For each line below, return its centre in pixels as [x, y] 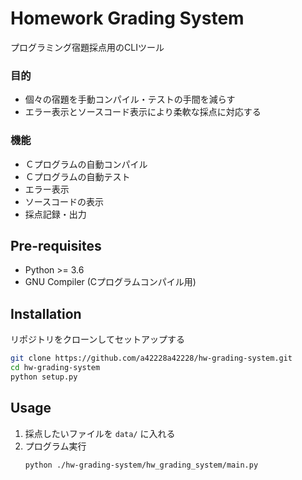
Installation [46, 313]
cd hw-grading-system [55, 368]
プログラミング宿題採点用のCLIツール [87, 47]
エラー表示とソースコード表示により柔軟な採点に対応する [143, 112]
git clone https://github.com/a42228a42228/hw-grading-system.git [151, 358]
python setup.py [44, 377]
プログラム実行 [55, 446]
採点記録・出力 [55, 214]
